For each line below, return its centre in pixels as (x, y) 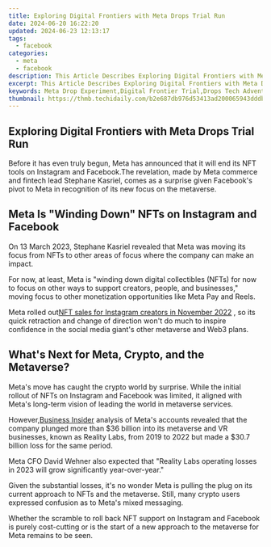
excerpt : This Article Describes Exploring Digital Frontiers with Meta (133, 83)
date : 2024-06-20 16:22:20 (54, 23)
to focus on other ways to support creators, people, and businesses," (123, 288)
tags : (17, 38)
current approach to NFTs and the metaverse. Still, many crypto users (124, 494)
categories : (28, 53)
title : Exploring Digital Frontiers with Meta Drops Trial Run (117, 16)
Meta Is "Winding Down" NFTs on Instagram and (133, 215)
